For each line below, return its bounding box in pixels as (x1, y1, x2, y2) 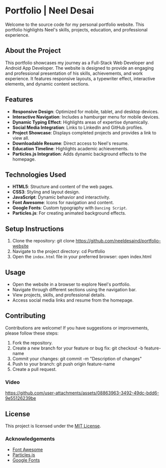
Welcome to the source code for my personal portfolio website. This (5, 21, 145, 27)
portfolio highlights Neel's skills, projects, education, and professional (5, 26, 148, 32)
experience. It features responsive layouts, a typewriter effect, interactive (5, 75, 156, 82)
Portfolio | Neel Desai (5, 5, 94, 16)
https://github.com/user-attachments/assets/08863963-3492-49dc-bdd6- (5, 390, 160, 396)
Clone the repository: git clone (12, 238, 75, 244)
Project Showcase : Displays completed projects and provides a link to (12, 129, 157, 135)
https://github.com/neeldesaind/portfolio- (75, 238, 161, 244)
